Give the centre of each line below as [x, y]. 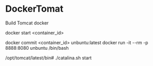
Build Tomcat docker [27, 23]
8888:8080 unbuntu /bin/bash [37, 48]
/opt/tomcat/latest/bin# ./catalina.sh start [48, 58]
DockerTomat [34, 9]
